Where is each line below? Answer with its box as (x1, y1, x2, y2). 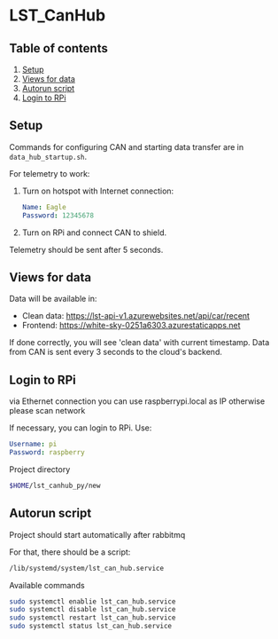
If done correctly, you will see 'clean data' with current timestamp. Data (9, 337, 270, 348)
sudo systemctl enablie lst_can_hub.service (9, 596, 176, 606)
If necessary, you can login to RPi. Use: (9, 422, 152, 433)
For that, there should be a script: (9, 547, 131, 557)
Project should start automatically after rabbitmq (9, 529, 186, 540)
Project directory (9, 463, 71, 475)
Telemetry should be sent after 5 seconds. (9, 244, 164, 255)
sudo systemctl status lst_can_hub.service (9, 622, 173, 631)
